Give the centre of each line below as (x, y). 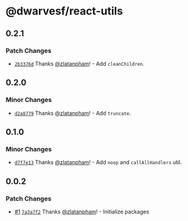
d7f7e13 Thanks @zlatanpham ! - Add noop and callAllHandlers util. (98, 162)
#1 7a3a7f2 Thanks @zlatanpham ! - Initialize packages (82, 211)
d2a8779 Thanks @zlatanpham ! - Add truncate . (73, 113)
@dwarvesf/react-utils (64, 11)
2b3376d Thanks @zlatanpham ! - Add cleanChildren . (79, 63)
